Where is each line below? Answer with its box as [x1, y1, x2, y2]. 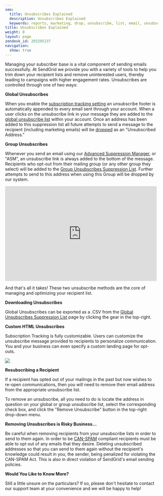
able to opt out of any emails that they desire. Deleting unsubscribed [5, 441, 142, 446]
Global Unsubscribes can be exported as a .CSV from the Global [5, 309, 133, 315]
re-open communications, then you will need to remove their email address [5, 381, 155, 387]
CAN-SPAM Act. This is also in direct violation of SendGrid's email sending [5, 456, 154, 462]
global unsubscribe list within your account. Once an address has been [5, 116, 147, 122]
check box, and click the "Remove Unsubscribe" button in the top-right [5, 407, 147, 412]
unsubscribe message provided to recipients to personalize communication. [5, 338, 157, 344]
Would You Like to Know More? [5, 471, 69, 477]
